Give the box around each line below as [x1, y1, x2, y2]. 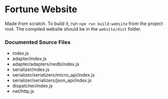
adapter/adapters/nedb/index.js [12, 61, 80, 67]
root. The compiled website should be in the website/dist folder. [5, 26, 142, 32]
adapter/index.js [12, 56, 47, 62]
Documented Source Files [5, 38, 71, 45]
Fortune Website [5, 4, 78, 15]
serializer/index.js [12, 66, 50, 72]
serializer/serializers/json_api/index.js [12, 78, 92, 84]
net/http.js [12, 88, 34, 94]
